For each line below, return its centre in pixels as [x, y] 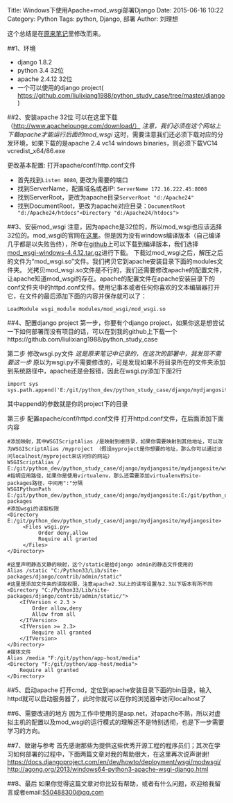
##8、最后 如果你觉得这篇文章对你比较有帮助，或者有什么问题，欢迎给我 [111, 784]
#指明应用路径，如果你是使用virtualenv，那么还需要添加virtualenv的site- [104, 476]
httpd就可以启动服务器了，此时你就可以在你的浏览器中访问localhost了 [107, 699]
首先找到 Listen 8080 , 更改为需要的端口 [72, 180]
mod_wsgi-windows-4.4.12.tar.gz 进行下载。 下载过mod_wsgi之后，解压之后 [115, 253]
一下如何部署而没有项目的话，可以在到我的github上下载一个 [92, 332]
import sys [23, 384]
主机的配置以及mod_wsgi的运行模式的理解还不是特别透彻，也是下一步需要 [119, 722]
